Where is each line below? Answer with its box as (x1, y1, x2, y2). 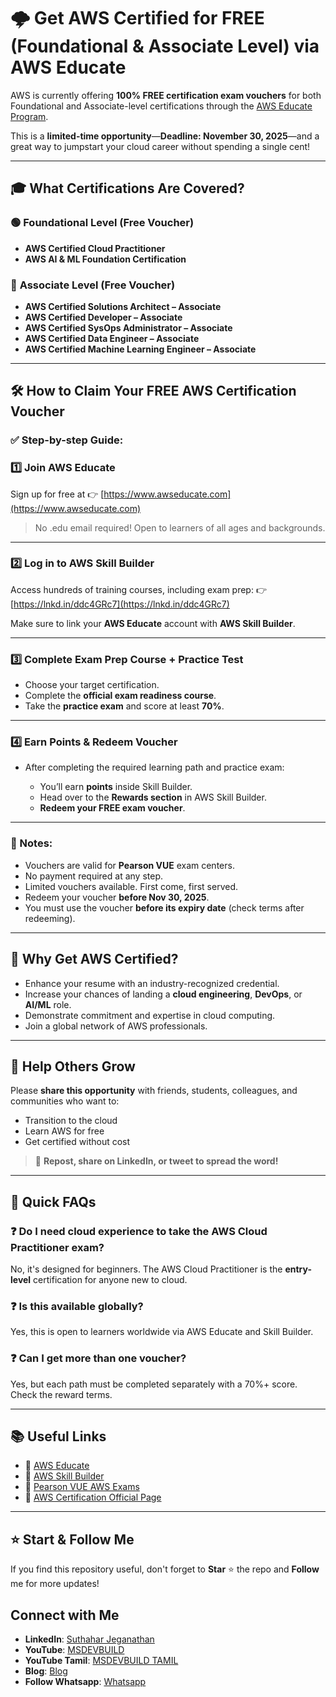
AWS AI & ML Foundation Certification (24, 253, 187, 265)
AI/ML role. (24, 998, 72, 1010)
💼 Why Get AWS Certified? (10, 951, 179, 968)
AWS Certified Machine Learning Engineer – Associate (24, 343, 257, 355)
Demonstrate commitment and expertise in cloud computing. (24, 1009, 276, 1021)
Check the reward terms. (10, 1388, 113, 1400)
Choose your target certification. (24, 679, 160, 691)
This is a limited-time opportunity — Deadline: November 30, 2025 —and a (10, 130, 320, 142)
